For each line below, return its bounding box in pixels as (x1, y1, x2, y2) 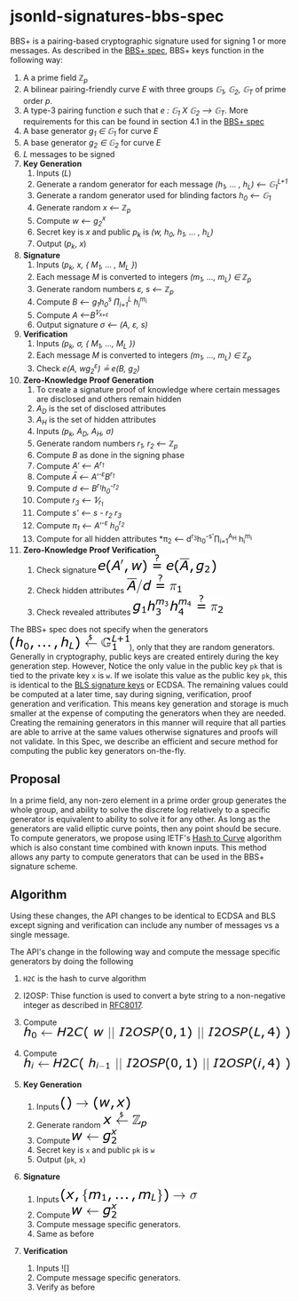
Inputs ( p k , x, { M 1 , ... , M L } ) (35, 259, 138, 272)
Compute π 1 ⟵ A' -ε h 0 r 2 (35, 519, 125, 533)
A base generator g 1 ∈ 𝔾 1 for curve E (22, 126, 159, 139)
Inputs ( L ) (35, 167, 72, 178)
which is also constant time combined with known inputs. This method (10, 842, 267, 853)
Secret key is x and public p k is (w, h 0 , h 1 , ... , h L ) (35, 226, 214, 240)
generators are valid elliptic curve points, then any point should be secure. (10, 823, 282, 834)
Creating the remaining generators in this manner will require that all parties (10, 718, 287, 728)
